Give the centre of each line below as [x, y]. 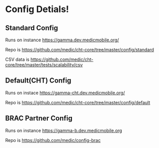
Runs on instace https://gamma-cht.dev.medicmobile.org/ [65, 93]
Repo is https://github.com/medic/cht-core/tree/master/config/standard [80, 50]
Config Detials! [37, 9]
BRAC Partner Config [39, 119]
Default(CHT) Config [38, 81]
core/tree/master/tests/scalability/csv [44, 65]
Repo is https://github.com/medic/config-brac [53, 140]
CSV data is [17, 59]
